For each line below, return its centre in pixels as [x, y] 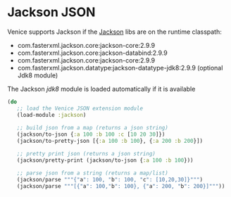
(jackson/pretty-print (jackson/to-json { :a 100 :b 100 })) [105, 160]
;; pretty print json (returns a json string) [86, 154]
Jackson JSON [51, 12]
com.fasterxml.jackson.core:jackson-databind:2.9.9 [92, 53]
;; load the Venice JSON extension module [80, 108]
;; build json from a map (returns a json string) [93, 128]
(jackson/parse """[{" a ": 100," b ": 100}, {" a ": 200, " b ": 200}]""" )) [121, 186]
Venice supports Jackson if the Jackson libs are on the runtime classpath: [114, 32]
